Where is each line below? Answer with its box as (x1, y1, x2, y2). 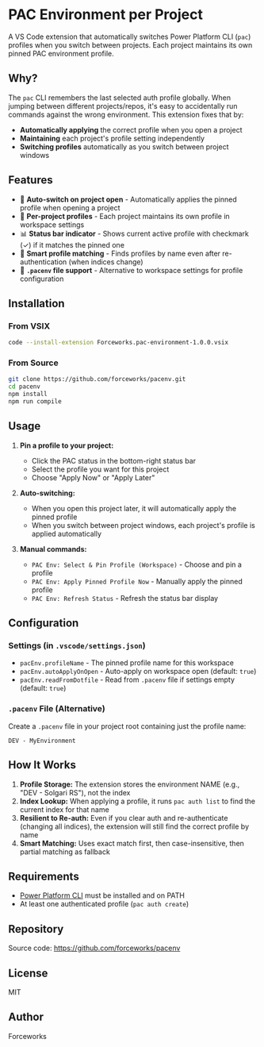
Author (8, 1010, 44, 1024)
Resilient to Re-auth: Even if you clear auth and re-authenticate (19, 813, 228, 822)
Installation (8, 296, 65, 310)
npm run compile (8, 398, 62, 406)
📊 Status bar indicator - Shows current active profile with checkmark (19, 229, 250, 238)
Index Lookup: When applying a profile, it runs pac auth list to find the (19, 796, 256, 806)
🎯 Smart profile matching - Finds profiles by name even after (19, 248, 220, 258)
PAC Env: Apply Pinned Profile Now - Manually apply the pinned (31, 576, 243, 586)
